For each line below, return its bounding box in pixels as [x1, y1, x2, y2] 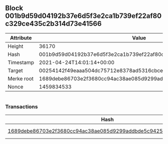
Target [7, 67, 23, 74]
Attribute [9, 34, 32, 41]
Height [7, 42, 23, 49]
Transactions [5, 103, 38, 110]
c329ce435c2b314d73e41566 [5, 19, 102, 28]
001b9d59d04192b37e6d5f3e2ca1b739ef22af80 [5, 12, 161, 20]
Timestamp [7, 59, 34, 66]
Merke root [7, 75, 34, 82]
